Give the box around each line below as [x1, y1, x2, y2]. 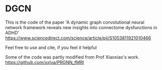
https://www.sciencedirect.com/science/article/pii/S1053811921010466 [5, 35, 151, 41]
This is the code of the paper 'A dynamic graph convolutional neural [5, 19, 145, 25]
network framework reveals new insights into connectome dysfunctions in [5, 24, 158, 30]
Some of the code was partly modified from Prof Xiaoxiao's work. [5, 54, 140, 60]
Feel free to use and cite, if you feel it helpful [5, 44, 97, 50]
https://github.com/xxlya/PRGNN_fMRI [5, 59, 84, 65]
